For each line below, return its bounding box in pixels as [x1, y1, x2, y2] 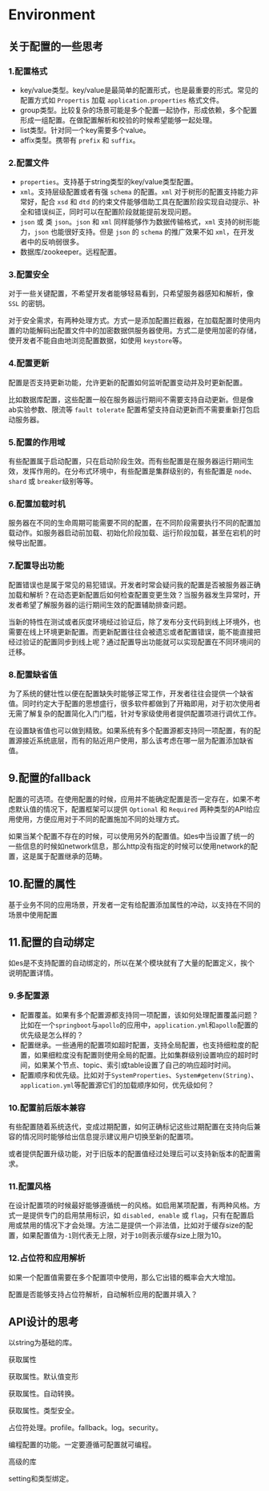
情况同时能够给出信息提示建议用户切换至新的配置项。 [22, 1131, 198, 1141]
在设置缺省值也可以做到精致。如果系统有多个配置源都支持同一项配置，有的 [8, 725, 254, 735]
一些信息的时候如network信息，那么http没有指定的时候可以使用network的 [8, 841, 251, 851]
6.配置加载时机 [8, 498, 66, 510]
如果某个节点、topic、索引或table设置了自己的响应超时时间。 [34, 1060, 236, 1070]
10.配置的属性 [8, 877, 76, 891]
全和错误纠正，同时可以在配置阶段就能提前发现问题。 [19, 207, 196, 217]
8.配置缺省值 [8, 669, 58, 680]
